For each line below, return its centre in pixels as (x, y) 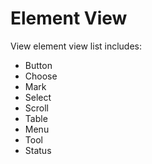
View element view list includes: (76, 46)
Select (38, 97)
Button (38, 65)
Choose (41, 76)
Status (38, 150)
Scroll (36, 108)
